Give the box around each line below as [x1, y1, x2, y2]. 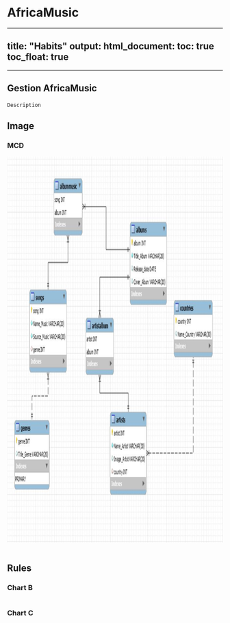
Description [7, 102, 41, 108]
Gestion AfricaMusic [7, 82, 97, 94]
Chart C [7, 608, 34, 618]
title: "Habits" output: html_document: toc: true [7, 40, 214, 52]
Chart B [7, 583, 33, 592]
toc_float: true [7, 51, 69, 63]
